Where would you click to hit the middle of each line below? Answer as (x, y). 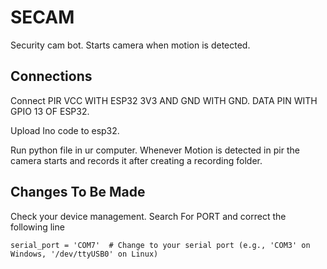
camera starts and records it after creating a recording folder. (136, 160)
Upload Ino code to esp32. (65, 130)
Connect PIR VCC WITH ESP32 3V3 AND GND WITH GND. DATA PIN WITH (164, 100)
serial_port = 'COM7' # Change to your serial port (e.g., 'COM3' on (160, 245)
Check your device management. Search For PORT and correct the (148, 216)
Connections (51, 76)
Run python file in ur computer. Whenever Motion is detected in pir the (155, 150)
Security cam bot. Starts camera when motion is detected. (130, 45)
